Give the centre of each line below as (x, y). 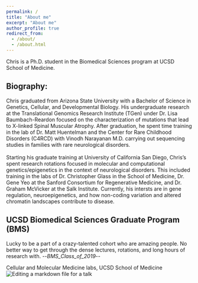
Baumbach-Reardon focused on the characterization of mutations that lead (98, 120)
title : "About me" (29, 17)
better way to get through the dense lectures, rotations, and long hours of (96, 250)
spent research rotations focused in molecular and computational (86, 163)
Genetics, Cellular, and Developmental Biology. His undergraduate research (98, 107)
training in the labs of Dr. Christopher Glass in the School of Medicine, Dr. (95, 176)
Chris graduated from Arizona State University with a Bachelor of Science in (98, 101)
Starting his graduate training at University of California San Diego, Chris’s (96, 157)
